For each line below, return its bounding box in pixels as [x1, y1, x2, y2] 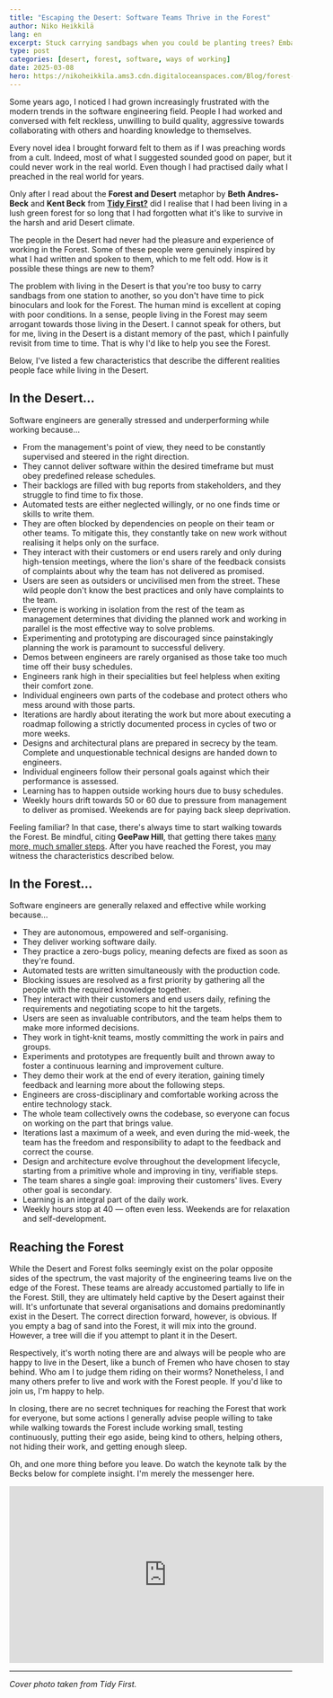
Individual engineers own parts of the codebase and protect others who [22, 689, 288, 701]
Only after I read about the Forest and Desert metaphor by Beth [9, 188, 246, 199]
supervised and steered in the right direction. [22, 451, 190, 462]
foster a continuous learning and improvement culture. [22, 1061, 224, 1072]
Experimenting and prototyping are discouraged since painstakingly [22, 632, 274, 643]
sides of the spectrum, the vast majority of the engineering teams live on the [9, 1273, 293, 1284]
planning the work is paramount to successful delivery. [22, 641, 226, 652]
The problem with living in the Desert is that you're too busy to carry [9, 280, 262, 291]
